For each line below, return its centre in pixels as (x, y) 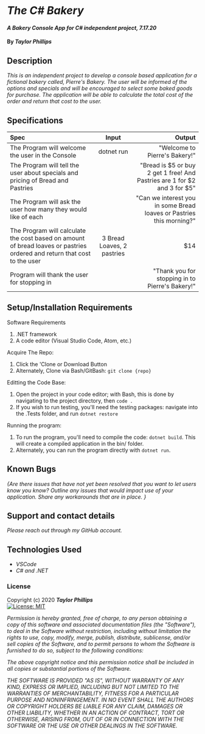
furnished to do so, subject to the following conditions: (75, 650)
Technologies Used (44, 549)
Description (30, 61)
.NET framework (36, 334)
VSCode (26, 564)
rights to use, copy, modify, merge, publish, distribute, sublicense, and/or (99, 637)
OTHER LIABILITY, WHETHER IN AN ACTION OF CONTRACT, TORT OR (96, 713)
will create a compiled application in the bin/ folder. (80, 443)
